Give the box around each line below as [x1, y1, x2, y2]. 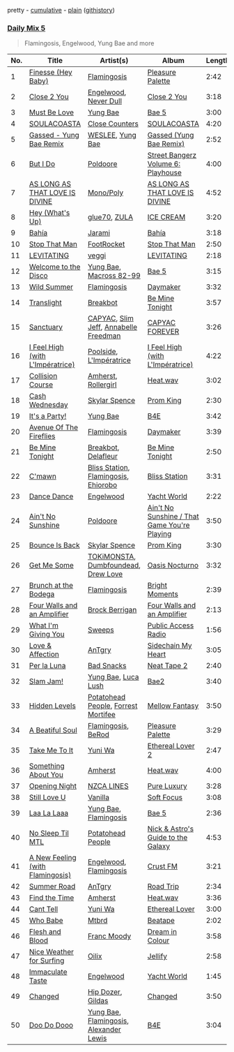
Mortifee [87, 710, 116, 720]
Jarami [87, 228, 110, 238]
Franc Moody [87, 931, 132, 941]
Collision [29, 371, 58, 381]
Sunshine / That [147, 512, 200, 521]
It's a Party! [29, 411, 67, 421]
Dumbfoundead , [87, 561, 141, 570]
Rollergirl [87, 380, 117, 390]
